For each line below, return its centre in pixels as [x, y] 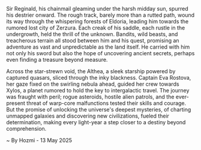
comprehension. [26, 129]
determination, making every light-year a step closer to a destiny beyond [96, 122]
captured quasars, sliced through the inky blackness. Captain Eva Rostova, [99, 78]
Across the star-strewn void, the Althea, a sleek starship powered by [91, 71]
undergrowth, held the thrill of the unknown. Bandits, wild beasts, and [92, 34]
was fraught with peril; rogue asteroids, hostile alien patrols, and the [90, 97]
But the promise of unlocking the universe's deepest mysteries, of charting [99, 109]
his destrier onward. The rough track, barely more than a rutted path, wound [100, 15]
